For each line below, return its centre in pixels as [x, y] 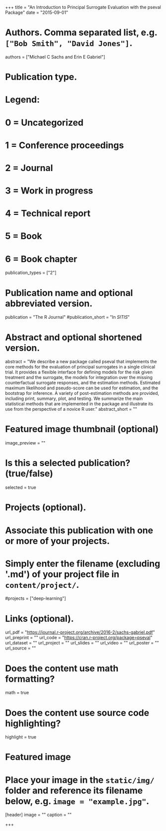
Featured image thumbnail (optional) [82, 429]
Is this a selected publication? [68, 463]
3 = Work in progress [49, 191]
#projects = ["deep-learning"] [35, 598]
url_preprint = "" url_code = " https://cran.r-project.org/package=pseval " [79, 638]
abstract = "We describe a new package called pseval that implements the [81, 362]
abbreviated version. [49, 303]
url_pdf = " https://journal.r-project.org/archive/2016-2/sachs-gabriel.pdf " [80, 632]
